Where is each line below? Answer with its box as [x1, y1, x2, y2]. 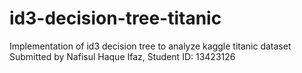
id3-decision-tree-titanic [9, 7, 222, 30]
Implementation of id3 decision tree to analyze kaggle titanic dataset [9, 40, 292, 52]
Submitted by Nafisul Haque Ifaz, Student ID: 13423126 [9, 50, 236, 62]
